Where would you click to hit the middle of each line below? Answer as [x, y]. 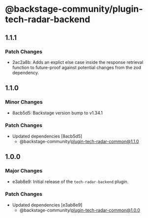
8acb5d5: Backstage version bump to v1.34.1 [58, 113]
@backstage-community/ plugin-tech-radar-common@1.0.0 [80, 210]
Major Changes [24, 171]
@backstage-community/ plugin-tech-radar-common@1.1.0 [79, 141]
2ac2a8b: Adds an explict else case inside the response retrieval [78, 62]
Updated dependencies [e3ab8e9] [47, 205]
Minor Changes [24, 102]
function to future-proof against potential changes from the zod [76, 67]
